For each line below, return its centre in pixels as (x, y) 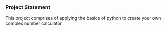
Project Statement (28, 7)
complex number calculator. (34, 23)
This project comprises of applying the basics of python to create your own (83, 18)
